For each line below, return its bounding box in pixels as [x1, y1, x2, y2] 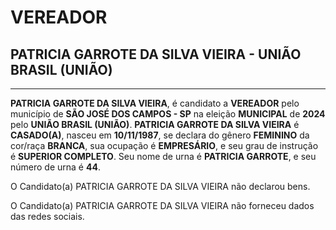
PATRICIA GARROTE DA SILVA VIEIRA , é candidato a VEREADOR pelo [10, 97, 300, 109]
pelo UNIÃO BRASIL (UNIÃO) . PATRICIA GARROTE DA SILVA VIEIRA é [10, 119, 300, 130]
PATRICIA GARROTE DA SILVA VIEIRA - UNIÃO [10, 46, 302, 63]
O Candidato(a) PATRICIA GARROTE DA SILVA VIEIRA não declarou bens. [10, 181, 311, 192]
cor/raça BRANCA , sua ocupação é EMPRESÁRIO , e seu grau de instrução [10, 140, 319, 151]
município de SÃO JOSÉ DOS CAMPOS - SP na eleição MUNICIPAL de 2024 [10, 108, 326, 120]
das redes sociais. [10, 211, 85, 222]
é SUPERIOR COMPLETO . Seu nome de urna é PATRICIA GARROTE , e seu [10, 151, 317, 162]
